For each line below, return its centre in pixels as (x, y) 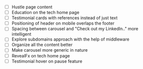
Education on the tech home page (45, 13)
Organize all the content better (42, 45)
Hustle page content (32, 7)
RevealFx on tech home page (41, 55)
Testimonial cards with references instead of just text (64, 18)
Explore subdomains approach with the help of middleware (70, 39)
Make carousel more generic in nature (49, 50)
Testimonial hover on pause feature (47, 61)
